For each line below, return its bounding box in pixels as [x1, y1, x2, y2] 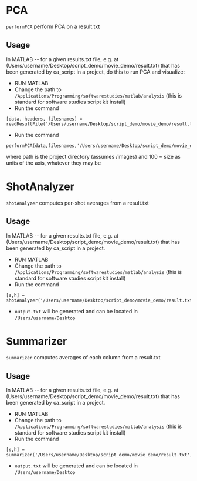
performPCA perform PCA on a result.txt [6, 23, 100, 30]
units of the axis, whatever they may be [6, 159, 101, 166]
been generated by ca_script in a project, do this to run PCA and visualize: [6, 68, 185, 75]
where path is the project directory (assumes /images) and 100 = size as [6, 153, 181, 160]
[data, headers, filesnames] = [6, 116, 83, 122]
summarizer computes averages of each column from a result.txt [6, 354, 161, 361]
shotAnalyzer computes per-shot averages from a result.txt [6, 199, 150, 206]
